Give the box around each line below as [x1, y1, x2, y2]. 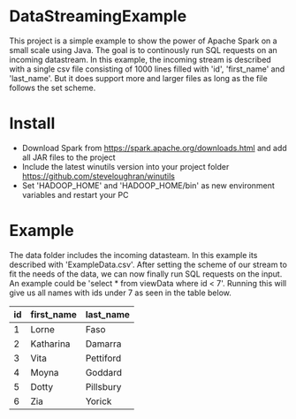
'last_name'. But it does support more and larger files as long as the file [9, 72, 268, 83]
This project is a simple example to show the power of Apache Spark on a [9, 35, 277, 46]
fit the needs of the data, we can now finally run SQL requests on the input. [9, 268, 283, 279]
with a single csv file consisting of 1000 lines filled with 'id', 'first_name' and [9, 64, 285, 74]
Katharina [30, 338, 71, 350]
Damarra [85, 338, 122, 350]
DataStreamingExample [9, 6, 187, 27]
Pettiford [85, 352, 122, 364]
